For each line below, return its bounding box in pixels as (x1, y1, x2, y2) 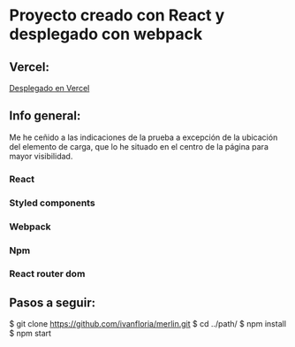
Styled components (9, 197, 95, 209)
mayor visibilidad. (9, 150, 73, 161)
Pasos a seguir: (9, 295, 95, 310)
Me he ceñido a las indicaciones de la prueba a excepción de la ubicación (9, 132, 278, 143)
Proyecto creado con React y (9, 5, 225, 26)
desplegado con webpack (9, 24, 203, 44)
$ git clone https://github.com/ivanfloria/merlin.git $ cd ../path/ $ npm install (9, 319, 287, 329)
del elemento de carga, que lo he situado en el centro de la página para (9, 141, 269, 151)
